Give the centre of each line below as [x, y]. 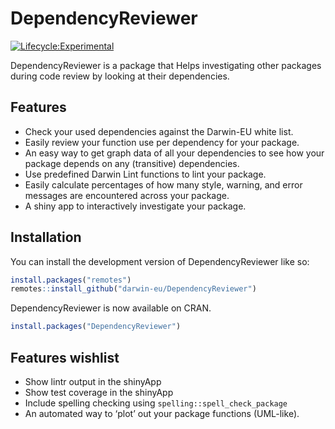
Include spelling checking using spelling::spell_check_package [156, 403]
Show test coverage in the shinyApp [99, 392]
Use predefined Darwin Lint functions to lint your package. [145, 174]
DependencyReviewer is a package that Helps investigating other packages [166, 65]
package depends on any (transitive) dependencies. [132, 163]
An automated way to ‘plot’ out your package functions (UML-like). [162, 413]
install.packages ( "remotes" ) [71, 280]
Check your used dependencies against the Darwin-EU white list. [159, 131]
